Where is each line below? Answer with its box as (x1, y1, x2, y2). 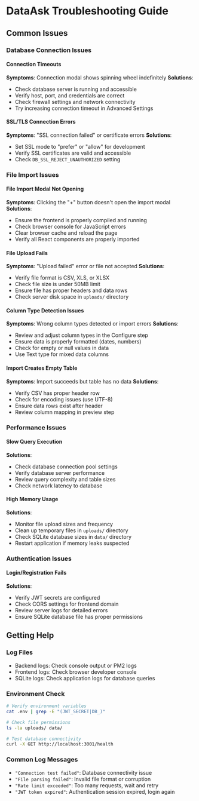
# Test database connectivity (6, 736, 82, 742)
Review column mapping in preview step (14, 408, 115, 416)
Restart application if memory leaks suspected (14, 539, 130, 547)
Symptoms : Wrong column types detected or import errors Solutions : (6, 320, 179, 327)
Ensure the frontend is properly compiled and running (14, 217, 148, 224)
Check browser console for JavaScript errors (14, 223, 127, 231)
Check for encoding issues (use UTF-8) (14, 395, 113, 403)
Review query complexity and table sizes (14, 475, 116, 483)
